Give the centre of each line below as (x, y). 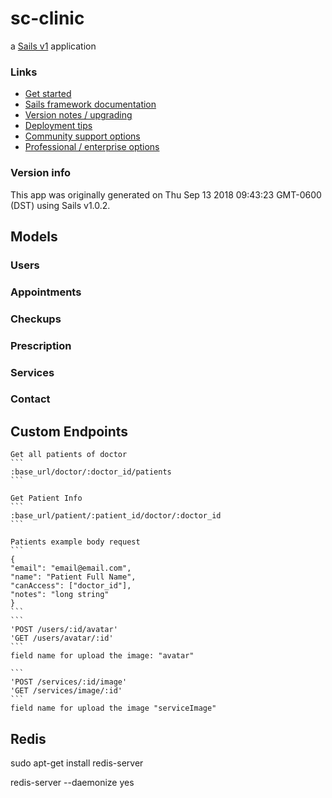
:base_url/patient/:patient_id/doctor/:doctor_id (116, 516)
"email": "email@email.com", (71, 568)
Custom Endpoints (69, 431)
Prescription (41, 345)
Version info (41, 173)
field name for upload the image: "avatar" (102, 656)
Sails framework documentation (90, 104)
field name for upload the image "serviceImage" (113, 708)
